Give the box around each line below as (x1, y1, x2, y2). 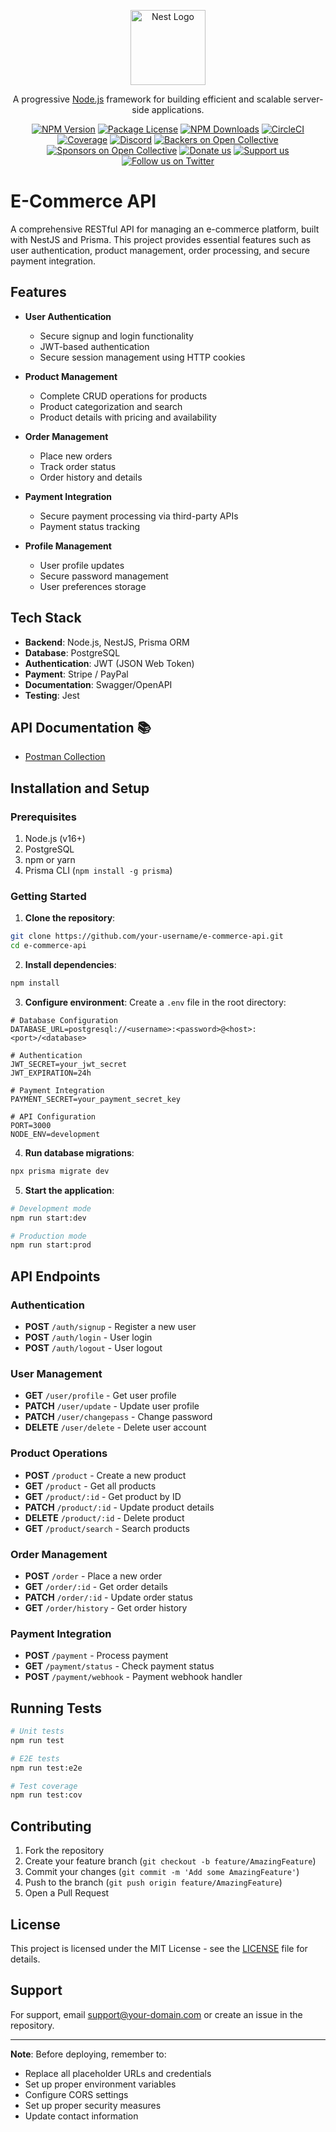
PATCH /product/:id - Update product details (24, 1501, 215, 1513)
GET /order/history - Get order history (24, 1601, 188, 1614)
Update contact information (24, 2110, 139, 2122)
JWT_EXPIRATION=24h (10, 1068, 92, 1078)
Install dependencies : (24, 959, 117, 971)
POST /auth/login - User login (24, 1331, 153, 1344)
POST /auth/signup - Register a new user (24, 1321, 197, 1333)
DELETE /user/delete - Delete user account (24, 1421, 207, 1434)
